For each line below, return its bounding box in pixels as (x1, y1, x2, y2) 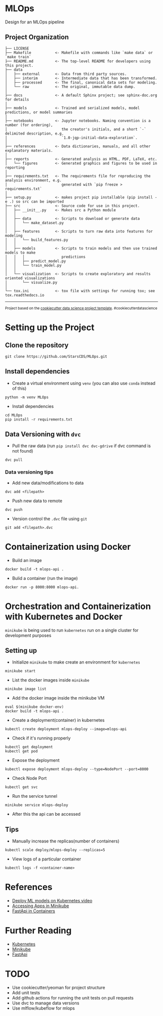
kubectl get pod (5, 749, 38, 754)
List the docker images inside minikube (12, 677, 90, 683)
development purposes (5, 632, 52, 638)
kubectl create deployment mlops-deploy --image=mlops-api (5, 727, 127, 732)
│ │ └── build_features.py (5, 237, 68, 242)
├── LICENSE (5, 46, 29, 51)
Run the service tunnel (12, 793, 57, 799)
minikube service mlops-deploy (5, 803, 68, 807)
